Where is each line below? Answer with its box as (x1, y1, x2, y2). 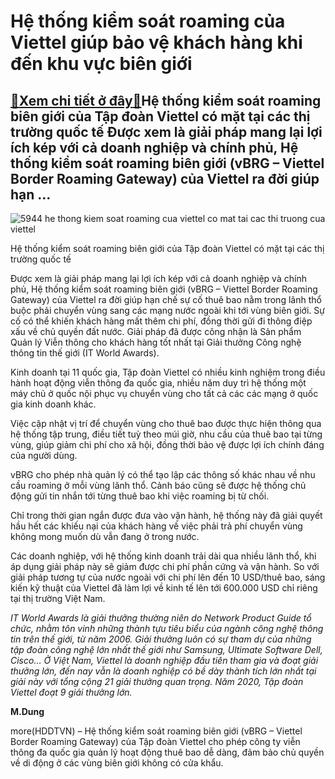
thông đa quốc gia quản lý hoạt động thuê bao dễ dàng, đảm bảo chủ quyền (10, 746, 325, 758)
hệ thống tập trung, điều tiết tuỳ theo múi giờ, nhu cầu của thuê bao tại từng (10, 428, 323, 440)
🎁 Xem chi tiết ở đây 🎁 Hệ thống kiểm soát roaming (10, 92, 322, 109)
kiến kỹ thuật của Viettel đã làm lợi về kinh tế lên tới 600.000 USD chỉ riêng (10, 582, 318, 594)
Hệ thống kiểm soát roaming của (10, 10, 286, 33)
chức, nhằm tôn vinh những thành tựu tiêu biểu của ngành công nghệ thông (10, 623, 324, 634)
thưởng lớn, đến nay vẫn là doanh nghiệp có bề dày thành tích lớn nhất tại (10, 665, 317, 677)
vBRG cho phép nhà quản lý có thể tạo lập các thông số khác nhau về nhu (10, 469, 316, 480)
